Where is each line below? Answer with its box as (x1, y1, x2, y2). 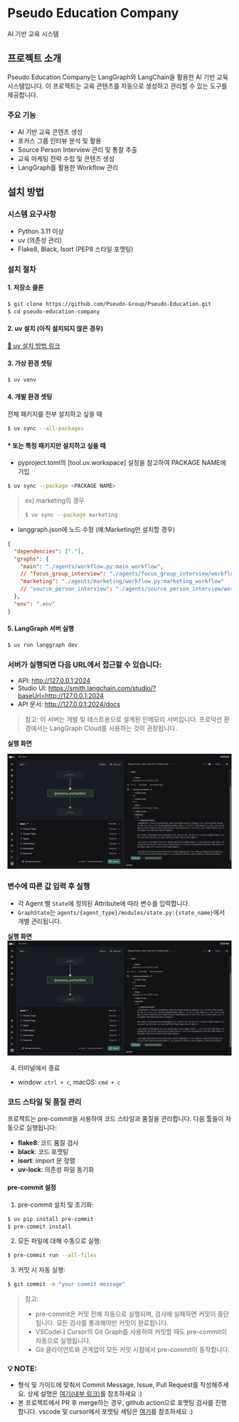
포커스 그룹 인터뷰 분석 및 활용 (17, 137, 102, 145)
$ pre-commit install (7, 1223, 72, 1230)
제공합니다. (7, 91, 38, 99)
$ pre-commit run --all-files (7, 1252, 97, 1259)
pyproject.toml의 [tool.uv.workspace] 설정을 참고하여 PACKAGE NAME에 (17, 459, 226, 467)
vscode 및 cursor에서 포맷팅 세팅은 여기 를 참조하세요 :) (38, 1407, 193, 1416)
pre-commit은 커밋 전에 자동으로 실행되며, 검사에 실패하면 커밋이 (35, 1310, 216, 1319)
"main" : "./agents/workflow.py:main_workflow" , (20, 563, 164, 570)
